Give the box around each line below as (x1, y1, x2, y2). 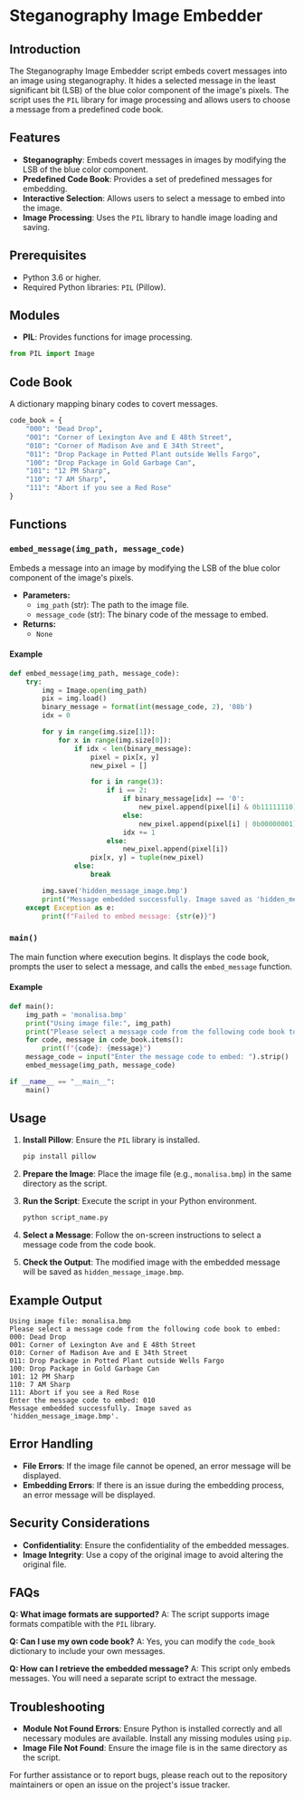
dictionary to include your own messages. (9, 1646, 166, 1657)
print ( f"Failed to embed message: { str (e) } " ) (42, 911, 217, 920)
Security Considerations (9, 1515, 151, 1531)
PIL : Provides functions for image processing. (22, 332, 193, 342)
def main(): (9, 1002, 54, 1011)
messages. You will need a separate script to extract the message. (9, 1673, 258, 1684)
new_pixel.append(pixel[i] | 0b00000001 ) (138, 819, 298, 829)
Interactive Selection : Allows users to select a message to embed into (22, 192, 286, 204)
